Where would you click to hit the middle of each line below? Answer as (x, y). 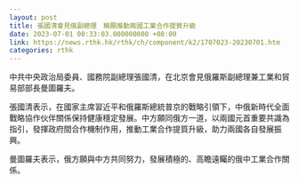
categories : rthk (41, 51)
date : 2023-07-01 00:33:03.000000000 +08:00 (93, 34)
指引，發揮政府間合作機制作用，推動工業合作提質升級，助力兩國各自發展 (141, 129)
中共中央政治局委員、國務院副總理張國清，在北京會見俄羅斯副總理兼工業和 (145, 77)
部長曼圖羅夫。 (52, 88)
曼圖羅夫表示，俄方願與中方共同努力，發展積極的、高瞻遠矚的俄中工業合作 (145, 159)
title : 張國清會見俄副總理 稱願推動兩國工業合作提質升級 (103, 26)
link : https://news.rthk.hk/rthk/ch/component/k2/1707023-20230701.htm (145, 42)
